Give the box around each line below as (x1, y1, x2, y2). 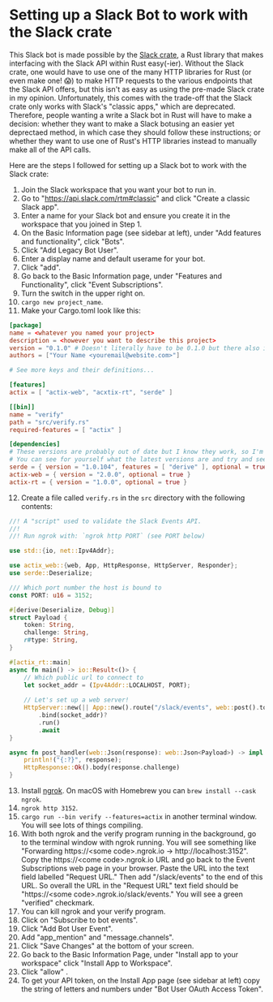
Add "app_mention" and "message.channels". (20, 932, 174, 943)
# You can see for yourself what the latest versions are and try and (9, 456, 253, 464)
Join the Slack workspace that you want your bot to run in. (20, 184, 217, 194)
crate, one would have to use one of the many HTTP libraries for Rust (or (9, 67, 252, 76)
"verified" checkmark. (20, 898, 96, 908)
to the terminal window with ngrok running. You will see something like (20, 838, 257, 848)
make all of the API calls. (9, 145, 92, 154)
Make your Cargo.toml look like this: (20, 305, 141, 315)
